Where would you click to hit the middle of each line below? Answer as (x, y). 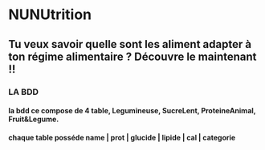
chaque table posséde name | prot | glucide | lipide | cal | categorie (122, 137)
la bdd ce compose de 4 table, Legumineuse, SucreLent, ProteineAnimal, (132, 111)
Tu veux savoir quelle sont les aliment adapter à (130, 44)
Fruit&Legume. (34, 119)
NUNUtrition (50, 15)
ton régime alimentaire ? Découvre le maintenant (132, 56)
